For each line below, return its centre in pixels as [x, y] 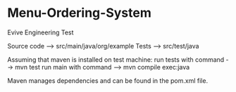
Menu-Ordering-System [79, 13]
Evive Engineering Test [41, 32]
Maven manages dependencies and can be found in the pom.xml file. [108, 80]
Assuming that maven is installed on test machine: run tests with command [116, 59]
